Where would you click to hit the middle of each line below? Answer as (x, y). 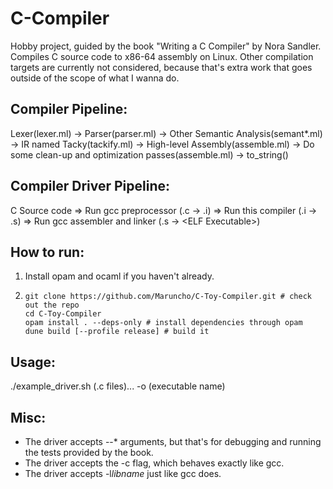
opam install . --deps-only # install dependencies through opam (163, 323)
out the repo (52, 305)
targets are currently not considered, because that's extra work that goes (161, 67)
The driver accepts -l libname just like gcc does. (123, 473)
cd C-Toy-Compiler (63, 314)
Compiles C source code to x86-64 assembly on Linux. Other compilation (162, 56)
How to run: (47, 252)
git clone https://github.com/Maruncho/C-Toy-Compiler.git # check (168, 297)
